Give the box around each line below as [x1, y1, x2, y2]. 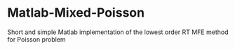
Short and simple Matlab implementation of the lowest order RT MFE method [7, 28, 229, 36]
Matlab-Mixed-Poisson [7, 5, 145, 21]
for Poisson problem [7, 35, 66, 43]
